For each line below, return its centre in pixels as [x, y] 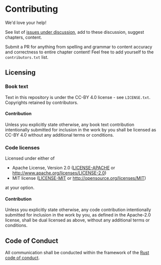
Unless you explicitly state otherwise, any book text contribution [70, 124]
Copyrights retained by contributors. [42, 102]
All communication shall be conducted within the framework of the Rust [77, 253]
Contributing [32, 9]
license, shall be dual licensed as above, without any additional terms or [78, 220]
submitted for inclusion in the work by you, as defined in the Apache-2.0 [78, 215]
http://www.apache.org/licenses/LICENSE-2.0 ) [59, 173]
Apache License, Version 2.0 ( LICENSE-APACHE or [64, 168]
